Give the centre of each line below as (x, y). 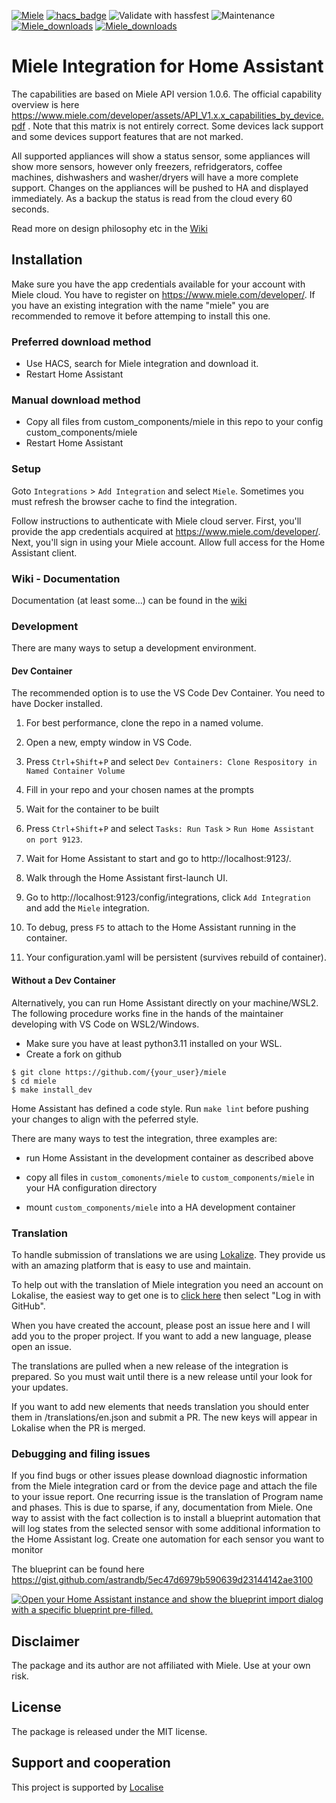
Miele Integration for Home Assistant (167, 66)
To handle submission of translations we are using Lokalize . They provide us (168, 1254)
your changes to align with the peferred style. (105, 1119)
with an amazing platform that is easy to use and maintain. (131, 1265)
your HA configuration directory (91, 1187)
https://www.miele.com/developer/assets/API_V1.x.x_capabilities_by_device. (167, 115)
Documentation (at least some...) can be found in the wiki (129, 600)
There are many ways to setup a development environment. (134, 648)
